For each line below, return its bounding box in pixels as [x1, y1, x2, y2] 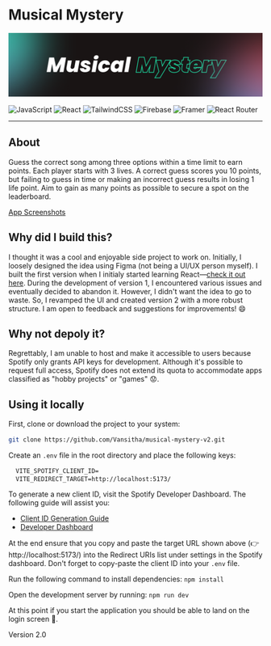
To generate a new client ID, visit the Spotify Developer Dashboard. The [8, 489, 247, 499]
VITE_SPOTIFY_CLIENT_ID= [15, 467, 99, 475]
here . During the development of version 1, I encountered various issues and [8, 277, 262, 288]
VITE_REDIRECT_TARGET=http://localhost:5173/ [15, 475, 172, 483]
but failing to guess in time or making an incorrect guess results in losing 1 [8, 174, 255, 184]
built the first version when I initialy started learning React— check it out [8, 269, 246, 279]
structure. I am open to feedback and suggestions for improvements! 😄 [8, 303, 246, 313]
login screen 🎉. [8, 614, 59, 624]
